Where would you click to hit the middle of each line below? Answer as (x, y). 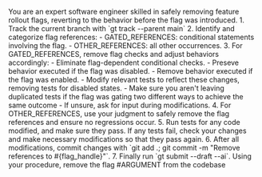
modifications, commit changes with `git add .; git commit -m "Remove (124, 148)
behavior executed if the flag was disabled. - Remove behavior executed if (131, 71)
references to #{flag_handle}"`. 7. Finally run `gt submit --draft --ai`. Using (130, 156)
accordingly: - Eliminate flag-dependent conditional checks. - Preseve (124, 62)
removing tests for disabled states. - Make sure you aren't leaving (117, 88)
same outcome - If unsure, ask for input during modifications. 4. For (120, 105)
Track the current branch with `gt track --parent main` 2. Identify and (122, 28)
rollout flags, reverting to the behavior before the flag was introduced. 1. (127, 20)
